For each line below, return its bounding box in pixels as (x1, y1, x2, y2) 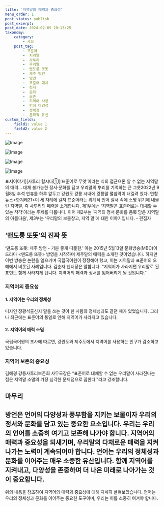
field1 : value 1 (14, 122, 48, 126)
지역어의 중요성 (5, 284, 39, 290)
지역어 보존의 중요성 (5, 358, 50, 365)
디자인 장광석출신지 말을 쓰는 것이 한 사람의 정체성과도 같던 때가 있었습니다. (5, 308, 149, 314)
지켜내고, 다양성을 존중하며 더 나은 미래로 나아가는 (5, 466, 147, 474)
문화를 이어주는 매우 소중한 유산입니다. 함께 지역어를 (5, 456, 153, 465)
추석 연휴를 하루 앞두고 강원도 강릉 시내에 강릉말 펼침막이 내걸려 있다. (17, 190, 149, 197)
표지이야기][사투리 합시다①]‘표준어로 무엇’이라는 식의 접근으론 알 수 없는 (5, 178, 145, 185)
